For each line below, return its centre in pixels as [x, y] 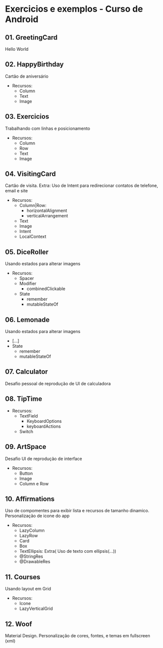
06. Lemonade [27, 320]
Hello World [17, 49]
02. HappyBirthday [35, 64]
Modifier [28, 284]
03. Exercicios [27, 116]
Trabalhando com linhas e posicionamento [48, 128]
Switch [26, 431]
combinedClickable [46, 289]
